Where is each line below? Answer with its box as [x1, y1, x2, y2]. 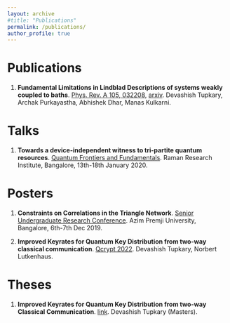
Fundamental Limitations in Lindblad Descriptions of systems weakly [17, 84, 223, 92]
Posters [7, 185, 54, 202]
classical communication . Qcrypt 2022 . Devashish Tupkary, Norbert [17, 245, 217, 253]
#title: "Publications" [7, 17, 77, 24]
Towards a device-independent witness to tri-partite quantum [17, 146, 202, 154]
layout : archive [7, 10, 55, 18]
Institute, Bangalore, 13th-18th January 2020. [17, 161, 149, 169]
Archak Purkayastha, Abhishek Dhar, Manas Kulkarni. [17, 98, 172, 107]
